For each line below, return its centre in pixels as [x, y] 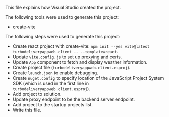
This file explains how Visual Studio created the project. [63, 7]
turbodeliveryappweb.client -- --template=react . [65, 51]
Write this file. [27, 110]
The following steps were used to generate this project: [63, 36]
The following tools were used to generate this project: [62, 17]
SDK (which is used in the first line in [51, 83]
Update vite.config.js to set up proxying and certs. [67, 57]
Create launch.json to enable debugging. [55, 73]
